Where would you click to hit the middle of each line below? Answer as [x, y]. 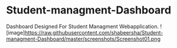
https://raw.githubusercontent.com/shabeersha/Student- [94, 32]
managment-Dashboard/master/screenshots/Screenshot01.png [83, 39]
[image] [16, 32]
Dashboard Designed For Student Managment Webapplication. [83, 26]
